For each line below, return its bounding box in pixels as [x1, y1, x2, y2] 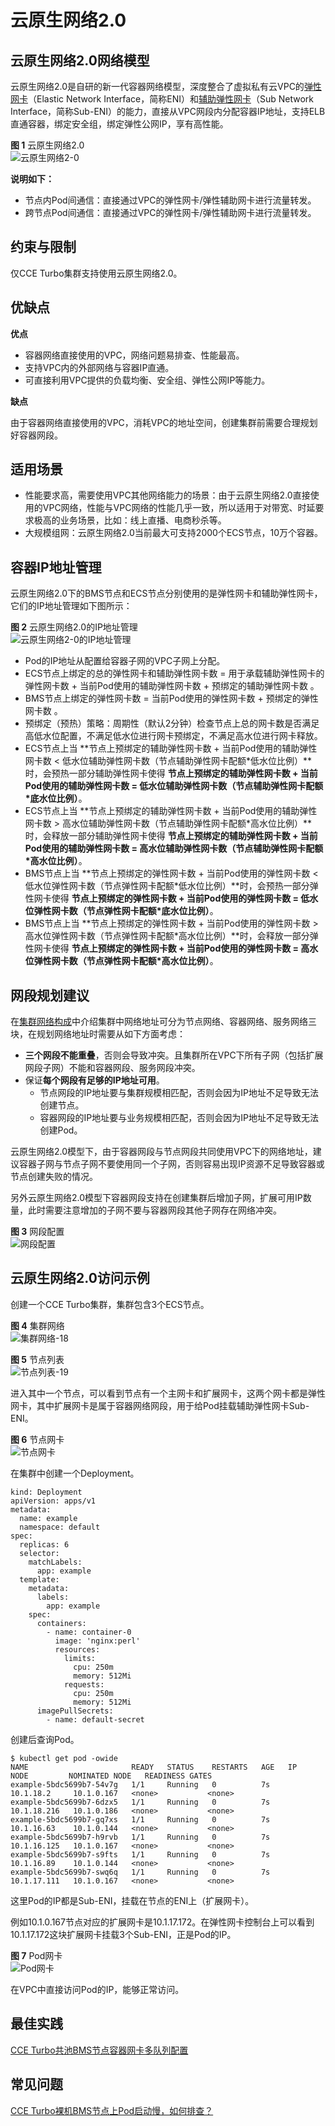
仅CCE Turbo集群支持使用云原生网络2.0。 [10, 267, 183, 279]
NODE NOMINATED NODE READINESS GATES [10, 1771, 213, 1781]
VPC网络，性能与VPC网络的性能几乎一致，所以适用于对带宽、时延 [42, 502, 316, 514]
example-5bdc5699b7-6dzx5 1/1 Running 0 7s [10, 1797, 271, 1807]
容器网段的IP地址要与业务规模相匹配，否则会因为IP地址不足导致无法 [39, 1112, 319, 1124]
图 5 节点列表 [10, 1353, 65, 1365]
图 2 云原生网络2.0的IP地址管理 [10, 621, 138, 633]
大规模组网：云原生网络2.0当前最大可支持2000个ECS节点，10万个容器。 [24, 527, 324, 539]
